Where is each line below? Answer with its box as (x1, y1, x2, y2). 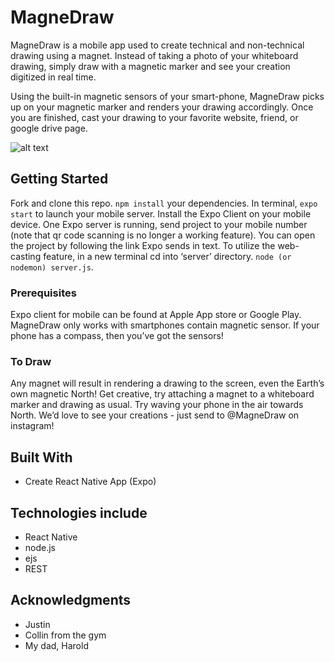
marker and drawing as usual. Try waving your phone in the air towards (10, 399, 304, 411)
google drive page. (10, 122, 88, 134)
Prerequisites (10, 286, 77, 300)
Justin (24, 618, 51, 630)
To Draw (10, 354, 52, 368)
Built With (10, 449, 73, 466)
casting (10, 250, 42, 262)
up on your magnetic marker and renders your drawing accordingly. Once (10, 101, 314, 113)
